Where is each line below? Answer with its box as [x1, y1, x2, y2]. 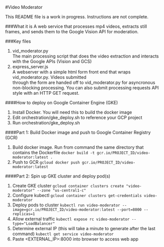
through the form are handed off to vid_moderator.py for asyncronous [12, 79, 156, 85]
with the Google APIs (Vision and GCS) [12, 59, 92, 64]
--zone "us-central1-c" [37, 188, 86, 193]
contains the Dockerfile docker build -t [12, 150, 95, 155]
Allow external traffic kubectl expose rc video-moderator [12, 216, 130, 222]
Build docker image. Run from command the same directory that [12, 144, 144, 150]
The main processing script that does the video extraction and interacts [12, 53, 159, 59]
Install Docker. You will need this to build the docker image [12, 109, 132, 115]
